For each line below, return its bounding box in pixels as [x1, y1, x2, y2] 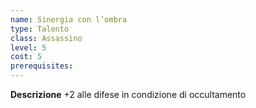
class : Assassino [10, 33, 83, 43]
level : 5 [10, 42, 47, 53]
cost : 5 [10, 52, 43, 62]
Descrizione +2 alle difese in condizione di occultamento [10, 89, 247, 100]
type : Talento [10, 24, 70, 34]
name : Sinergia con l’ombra [10, 14, 128, 25]
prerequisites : [10, 61, 74, 71]
